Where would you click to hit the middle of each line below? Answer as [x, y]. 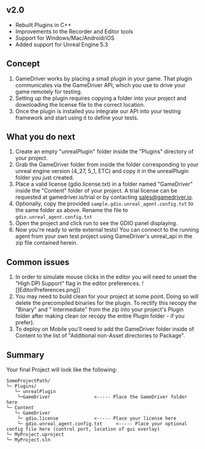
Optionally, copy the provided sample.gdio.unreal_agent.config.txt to [104, 204]
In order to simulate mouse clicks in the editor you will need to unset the [106, 277]
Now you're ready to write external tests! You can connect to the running [107, 230]
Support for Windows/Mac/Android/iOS [65, 38]
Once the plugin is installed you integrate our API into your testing [98, 111]
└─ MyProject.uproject [35, 435]
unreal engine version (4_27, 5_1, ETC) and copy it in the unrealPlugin [102, 171]
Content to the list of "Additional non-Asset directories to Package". [100, 336]
